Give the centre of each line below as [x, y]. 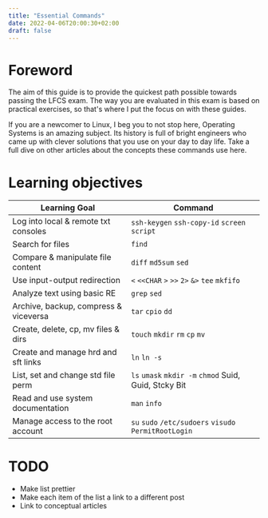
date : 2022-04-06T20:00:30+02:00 [64, 23]
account [28, 431]
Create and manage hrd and [65, 353]
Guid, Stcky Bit [158, 385]
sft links [27, 362]
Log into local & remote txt [61, 221]
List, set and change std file [64, 375]
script [144, 231]
